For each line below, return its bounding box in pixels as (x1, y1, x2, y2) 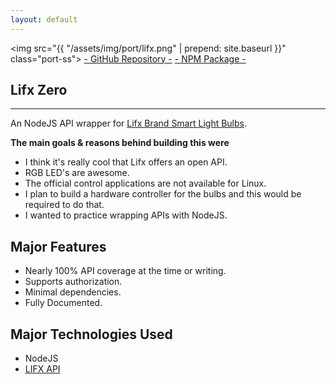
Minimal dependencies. (24, 286, 122, 298)
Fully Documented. (24, 297, 103, 309)
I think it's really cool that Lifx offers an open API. (24, 156, 228, 168)
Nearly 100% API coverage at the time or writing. (24, 265, 227, 277)
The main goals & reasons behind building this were (10, 137, 230, 149)
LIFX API (24, 363, 61, 375)
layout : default (10, 14, 78, 25)
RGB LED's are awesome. (24, 167, 130, 179)
